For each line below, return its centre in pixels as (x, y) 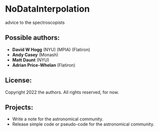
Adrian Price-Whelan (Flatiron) (44, 65)
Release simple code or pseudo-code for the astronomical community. (83, 124)
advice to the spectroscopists (35, 22)
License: (18, 81)
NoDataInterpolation (47, 9)
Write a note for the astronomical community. (58, 119)
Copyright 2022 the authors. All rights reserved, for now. (62, 92)
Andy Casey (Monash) (35, 55)
